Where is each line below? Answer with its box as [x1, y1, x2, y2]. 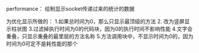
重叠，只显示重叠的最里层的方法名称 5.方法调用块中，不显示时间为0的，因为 [6, 33, 194, 40]
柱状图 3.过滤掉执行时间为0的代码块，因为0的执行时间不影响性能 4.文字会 [11, 26, 193, 32]
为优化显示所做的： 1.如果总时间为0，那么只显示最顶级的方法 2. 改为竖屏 [6, 18, 185, 25]
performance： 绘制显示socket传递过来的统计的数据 [6, 5, 135, 12]
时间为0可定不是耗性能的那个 [6, 40, 78, 47]
